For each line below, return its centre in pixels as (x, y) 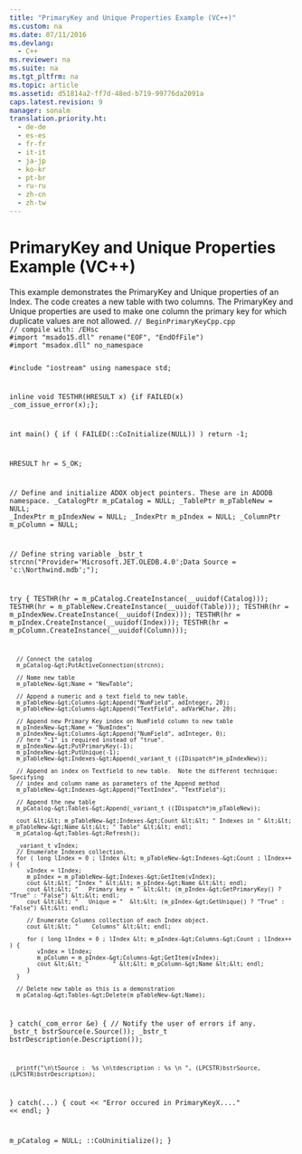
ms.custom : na (36, 26)
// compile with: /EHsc (54, 329)
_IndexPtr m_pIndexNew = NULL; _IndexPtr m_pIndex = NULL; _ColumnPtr (145, 517)
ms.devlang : (32, 43)
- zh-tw (32, 203)
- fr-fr (32, 144)
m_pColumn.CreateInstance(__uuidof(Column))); (99, 631)
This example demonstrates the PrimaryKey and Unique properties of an (144, 291)
